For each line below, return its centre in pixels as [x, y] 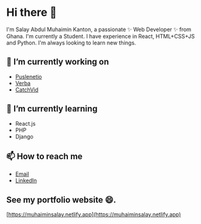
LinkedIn [26, 181]
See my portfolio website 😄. [61, 200]
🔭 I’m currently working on [58, 62]
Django [24, 136]
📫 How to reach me [45, 156]
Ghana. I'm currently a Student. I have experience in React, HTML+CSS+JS [100, 36]
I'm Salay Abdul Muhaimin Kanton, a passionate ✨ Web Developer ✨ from [99, 29]
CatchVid [27, 89]
